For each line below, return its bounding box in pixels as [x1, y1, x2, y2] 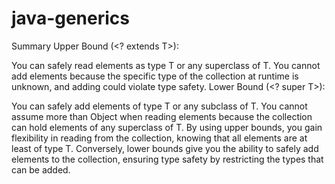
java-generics [11, 7, 130, 30]
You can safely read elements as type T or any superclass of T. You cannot [11, 59, 321, 71]
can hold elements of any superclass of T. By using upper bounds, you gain [11, 121, 323, 133]
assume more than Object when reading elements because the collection [11, 110, 313, 122]
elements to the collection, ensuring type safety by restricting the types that [11, 153, 324, 165]
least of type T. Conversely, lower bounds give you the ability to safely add [11, 142, 319, 154]
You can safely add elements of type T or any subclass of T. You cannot [11, 100, 308, 112]
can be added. [11, 163, 71, 176]
